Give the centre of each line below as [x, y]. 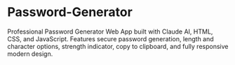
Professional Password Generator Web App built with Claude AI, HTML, [110, 31]
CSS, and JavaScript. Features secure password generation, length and [110, 38]
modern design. [30, 54]
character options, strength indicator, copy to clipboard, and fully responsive [118, 46]
